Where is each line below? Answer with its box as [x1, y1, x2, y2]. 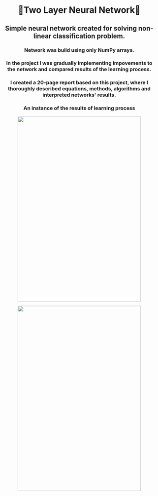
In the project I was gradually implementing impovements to [6, 60, 153, 67]
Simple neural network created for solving [5, 24, 137, 33]
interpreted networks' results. [42, 91, 116, 98]
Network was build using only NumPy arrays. [24, 46, 134, 53]
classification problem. [53, 32, 126, 40]
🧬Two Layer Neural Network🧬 [18, 4, 141, 16]
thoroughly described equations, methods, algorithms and [8, 85, 151, 92]
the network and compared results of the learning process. [7, 66, 152, 73]
